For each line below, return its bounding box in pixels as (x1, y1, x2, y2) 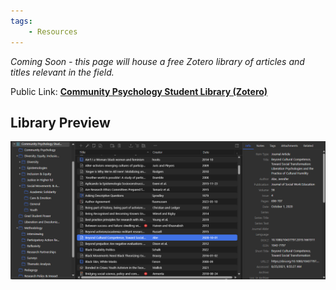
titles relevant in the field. (10, 66, 115, 78)
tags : (10, 16, 33, 26)
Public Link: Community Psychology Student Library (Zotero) (10, 85, 268, 97)
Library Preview (10, 114, 111, 131)
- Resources (28, 26, 78, 37)
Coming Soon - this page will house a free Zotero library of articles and (10, 55, 305, 67)
